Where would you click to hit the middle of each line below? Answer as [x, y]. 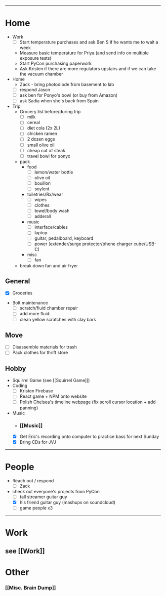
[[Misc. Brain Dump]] [31, 588]
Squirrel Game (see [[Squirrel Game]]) [51, 381]
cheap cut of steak [46, 150]
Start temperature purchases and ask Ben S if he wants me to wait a [89, 42]
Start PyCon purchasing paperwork [56, 63]
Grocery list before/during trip [50, 112]
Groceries [22, 293]
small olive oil [41, 145]
